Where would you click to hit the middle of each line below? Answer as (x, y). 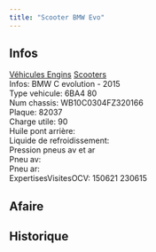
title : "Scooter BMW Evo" (57, 17)
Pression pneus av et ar (52, 150)
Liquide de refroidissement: (59, 141)
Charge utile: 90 (39, 122)
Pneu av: (25, 160)
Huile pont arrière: (42, 131)
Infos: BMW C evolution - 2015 (65, 84)
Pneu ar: (24, 169)
